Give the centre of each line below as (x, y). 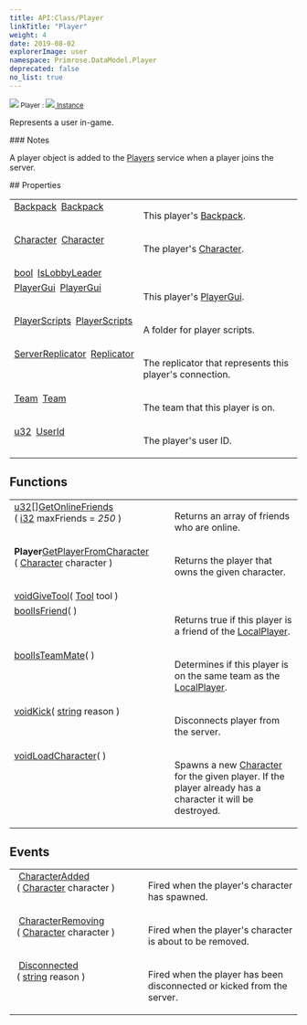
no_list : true (37, 78)
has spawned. (178, 897)
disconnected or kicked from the (217, 986)
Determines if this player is (232, 664)
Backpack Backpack (59, 206)
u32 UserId (40, 431)
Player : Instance (52, 105)
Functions (39, 482)
